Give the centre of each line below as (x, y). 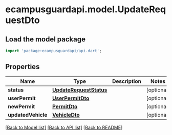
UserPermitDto (71, 98)
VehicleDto (66, 115)
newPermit (21, 106)
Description (127, 81)
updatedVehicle (28, 115)
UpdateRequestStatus (80, 89)
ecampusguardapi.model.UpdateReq (86, 9)
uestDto (23, 20)
